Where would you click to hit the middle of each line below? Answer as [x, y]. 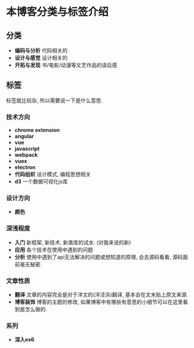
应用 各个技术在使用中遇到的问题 [54, 249]
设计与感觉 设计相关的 [41, 58]
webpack [26, 155]
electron [25, 168]
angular [24, 136]
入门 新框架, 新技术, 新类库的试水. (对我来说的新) [73, 242]
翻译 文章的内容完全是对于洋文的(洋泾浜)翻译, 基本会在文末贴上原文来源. [101, 295]
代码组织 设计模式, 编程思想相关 [53, 174]
